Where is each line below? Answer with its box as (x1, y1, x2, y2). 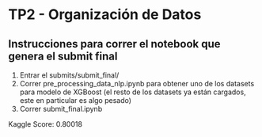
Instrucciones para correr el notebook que (8, 37, 221, 51)
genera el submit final (8, 49, 118, 63)
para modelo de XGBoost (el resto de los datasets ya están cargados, (19, 87, 247, 97)
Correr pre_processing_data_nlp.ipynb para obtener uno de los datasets (19, 79, 255, 88)
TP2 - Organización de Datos (8, 6, 202, 24)
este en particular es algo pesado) (19, 96, 132, 105)
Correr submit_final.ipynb (19, 105, 103, 113)
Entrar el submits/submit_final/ (19, 70, 120, 80)
